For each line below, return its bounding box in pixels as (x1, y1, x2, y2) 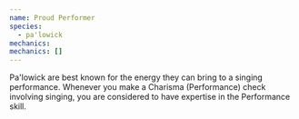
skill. (9, 101, 27, 112)
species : (9, 22, 43, 31)
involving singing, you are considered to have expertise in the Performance (9, 92, 291, 103)
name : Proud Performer (9, 13, 95, 23)
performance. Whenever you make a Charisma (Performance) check (9, 82, 266, 93)
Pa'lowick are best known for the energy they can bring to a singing (9, 72, 264, 83)
